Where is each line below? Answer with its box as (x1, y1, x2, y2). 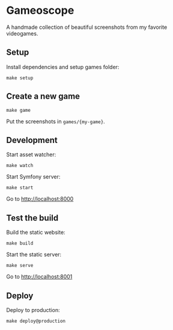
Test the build (6, 213, 59, 223)
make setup (6, 75, 34, 81)
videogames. (6, 29, 38, 37)
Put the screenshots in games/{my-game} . (6, 118, 105, 125)
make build (6, 240, 34, 246)
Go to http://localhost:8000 (6, 195, 74, 203)
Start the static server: (6, 251, 62, 258)
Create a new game (6, 91, 80, 102)
